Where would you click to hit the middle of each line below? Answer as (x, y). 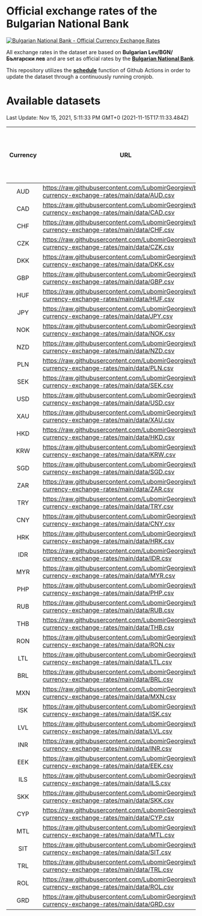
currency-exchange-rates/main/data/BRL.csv (108, 679)
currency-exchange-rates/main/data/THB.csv (108, 627)
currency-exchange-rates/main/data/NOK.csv (109, 333)
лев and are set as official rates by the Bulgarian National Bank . (115, 58)
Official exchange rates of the (82, 11)
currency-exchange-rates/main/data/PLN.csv (108, 368)
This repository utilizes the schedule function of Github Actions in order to (98, 70)
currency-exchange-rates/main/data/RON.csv (109, 645)
